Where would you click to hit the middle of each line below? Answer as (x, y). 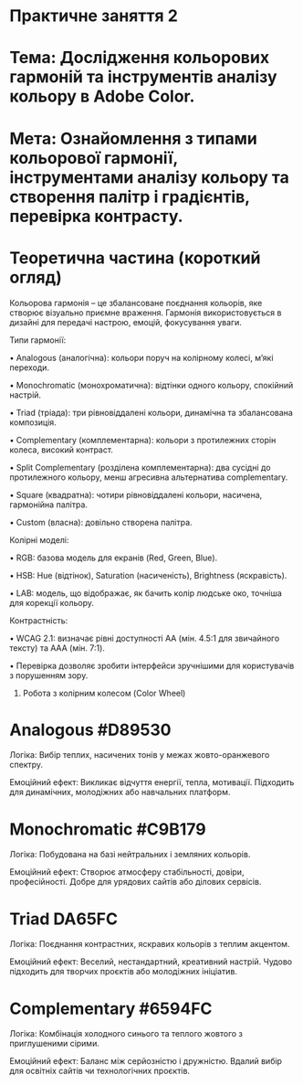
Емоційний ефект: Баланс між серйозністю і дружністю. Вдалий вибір (146, 1061)
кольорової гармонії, (94, 158)
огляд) (36, 277)
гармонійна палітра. (49, 505)
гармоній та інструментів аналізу (143, 77)
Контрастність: (39, 620)
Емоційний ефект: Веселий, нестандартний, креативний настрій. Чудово (151, 962)
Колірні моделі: (40, 539)
